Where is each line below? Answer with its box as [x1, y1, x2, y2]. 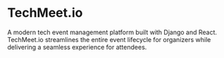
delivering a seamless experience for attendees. [7, 43, 147, 51]
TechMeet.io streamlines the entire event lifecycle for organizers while [7, 35, 211, 43]
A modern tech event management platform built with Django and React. [7, 28, 217, 36]
